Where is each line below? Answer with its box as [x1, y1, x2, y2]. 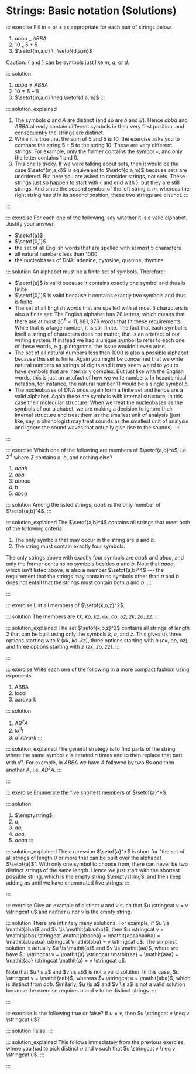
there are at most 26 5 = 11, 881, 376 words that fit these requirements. [14, 317, 183, 325]
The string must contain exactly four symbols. [14, 543, 126, 550]
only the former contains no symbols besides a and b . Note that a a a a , [6, 560, 176, 567]
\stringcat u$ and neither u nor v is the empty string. [6, 908, 133, 915]
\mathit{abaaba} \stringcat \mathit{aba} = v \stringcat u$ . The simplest [6, 938, 177, 945]
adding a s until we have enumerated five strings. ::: [6, 879, 130, 886]
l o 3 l [14, 726, 23, 734]
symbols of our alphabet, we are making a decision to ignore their [14, 405, 173, 412]
